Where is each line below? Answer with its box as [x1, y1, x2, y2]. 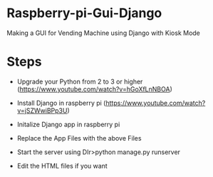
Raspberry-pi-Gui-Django [6, 5, 162, 21]
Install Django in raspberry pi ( [16, 98, 106, 107]
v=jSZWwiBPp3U [16, 106, 68, 115]
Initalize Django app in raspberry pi [16, 120, 120, 128]
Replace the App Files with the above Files [16, 133, 142, 142]
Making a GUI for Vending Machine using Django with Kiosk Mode [6, 29, 201, 37]
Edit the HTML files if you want [16, 161, 108, 170]
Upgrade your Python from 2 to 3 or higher [16, 77, 143, 86]
